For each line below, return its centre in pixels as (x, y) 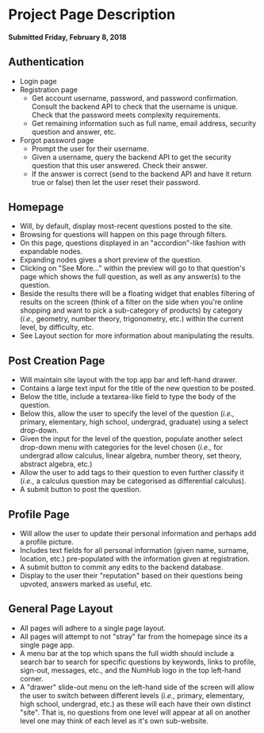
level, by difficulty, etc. (57, 328)
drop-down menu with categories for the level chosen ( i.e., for (121, 447)
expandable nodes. (51, 251)
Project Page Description (92, 15)
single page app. (47, 645)
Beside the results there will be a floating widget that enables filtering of (137, 294)
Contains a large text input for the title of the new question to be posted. (138, 388)
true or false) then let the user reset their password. (116, 182)
